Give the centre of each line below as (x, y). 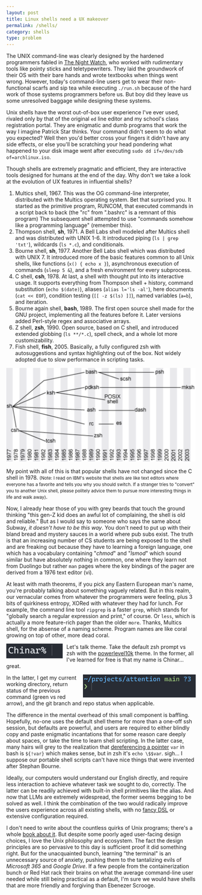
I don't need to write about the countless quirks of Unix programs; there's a (99, 828)
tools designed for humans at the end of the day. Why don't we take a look (99, 175)
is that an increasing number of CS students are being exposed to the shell (99, 540)
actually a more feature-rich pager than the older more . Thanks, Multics (94, 622)
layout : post (23, 13)
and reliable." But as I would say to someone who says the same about (93, 521)
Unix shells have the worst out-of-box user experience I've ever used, (93, 113)
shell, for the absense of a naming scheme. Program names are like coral (97, 628)
